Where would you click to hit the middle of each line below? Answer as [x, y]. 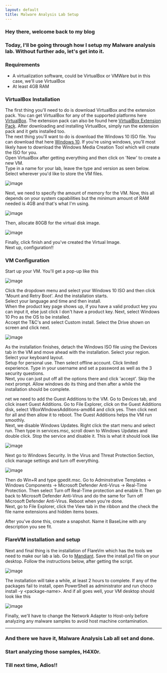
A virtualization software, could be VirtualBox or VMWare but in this [81, 76]
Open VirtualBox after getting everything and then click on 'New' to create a [83, 158]
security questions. [25, 373]
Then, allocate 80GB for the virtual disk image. [53, 223]
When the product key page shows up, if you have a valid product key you [81, 307]
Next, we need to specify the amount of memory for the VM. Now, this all [80, 193]
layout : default [22, 10]
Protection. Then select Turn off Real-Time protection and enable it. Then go [83, 491]
